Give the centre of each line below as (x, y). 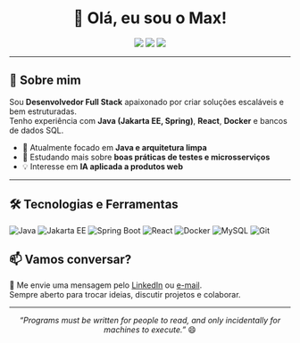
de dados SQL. (37, 130)
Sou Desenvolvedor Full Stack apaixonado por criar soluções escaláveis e (146, 102)
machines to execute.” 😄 (150, 330)
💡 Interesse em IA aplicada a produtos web (102, 166)
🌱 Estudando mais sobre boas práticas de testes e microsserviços (146, 157)
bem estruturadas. (43, 111)
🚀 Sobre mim (46, 81)
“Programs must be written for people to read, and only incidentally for (150, 321)
